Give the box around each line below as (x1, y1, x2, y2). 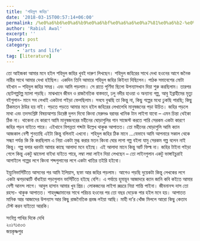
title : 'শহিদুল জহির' (6, 8, 49, 15)
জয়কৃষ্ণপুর (6, 227, 23, 234)
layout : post (6, 36, 39, 42)
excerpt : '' (6, 31, 36, 37)
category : (6, 42, 31, 48)
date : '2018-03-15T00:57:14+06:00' (6, 14, 95, 20)
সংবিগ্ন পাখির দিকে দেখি (6, 214, 45, 221)
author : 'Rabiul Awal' (6, 25, 62, 32)
